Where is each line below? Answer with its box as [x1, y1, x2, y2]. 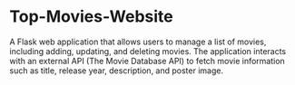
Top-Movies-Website [9, 6, 174, 27]
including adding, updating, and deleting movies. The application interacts [9, 45, 287, 56]
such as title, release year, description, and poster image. [9, 65, 224, 76]
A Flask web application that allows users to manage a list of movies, [9, 36, 267, 47]
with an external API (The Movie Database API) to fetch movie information [9, 55, 286, 66]
